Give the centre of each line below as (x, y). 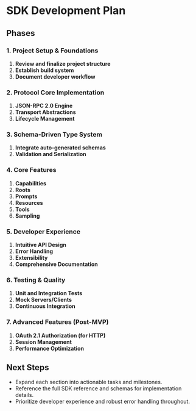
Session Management (43, 341)
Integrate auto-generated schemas (61, 148)
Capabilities (31, 183)
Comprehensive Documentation (57, 264)
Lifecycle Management (45, 119)
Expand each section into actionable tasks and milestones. (89, 382)
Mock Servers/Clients (43, 300)
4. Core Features (31, 170)
